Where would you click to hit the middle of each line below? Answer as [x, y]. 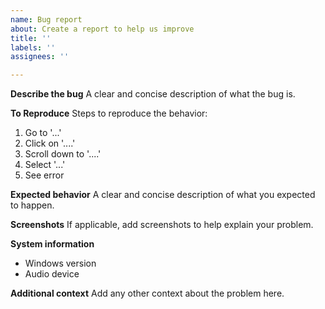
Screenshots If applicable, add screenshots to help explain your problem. [162, 225]
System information [52, 244]
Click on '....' [50, 143]
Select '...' [45, 165]
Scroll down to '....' [63, 154]
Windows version [60, 263]
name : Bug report [46, 19]
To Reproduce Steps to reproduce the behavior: [109, 113]
